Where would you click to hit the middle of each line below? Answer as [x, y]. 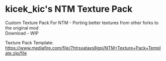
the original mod [22, 28]
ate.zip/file [16, 53]
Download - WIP [22, 33]
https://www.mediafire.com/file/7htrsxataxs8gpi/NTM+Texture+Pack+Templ [83, 48]
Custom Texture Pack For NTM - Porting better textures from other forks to [82, 23]
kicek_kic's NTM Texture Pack [69, 9]
